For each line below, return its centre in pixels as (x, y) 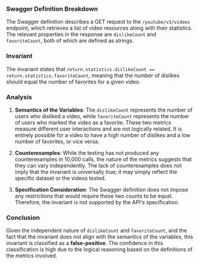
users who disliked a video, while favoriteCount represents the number (102, 116)
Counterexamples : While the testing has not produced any (87, 152)
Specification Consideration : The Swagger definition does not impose (101, 189)
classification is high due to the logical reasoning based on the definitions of (99, 249)
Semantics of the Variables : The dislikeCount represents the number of (104, 110)
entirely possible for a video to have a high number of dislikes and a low (102, 135)
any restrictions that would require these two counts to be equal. (94, 196)
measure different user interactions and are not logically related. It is (98, 129)
